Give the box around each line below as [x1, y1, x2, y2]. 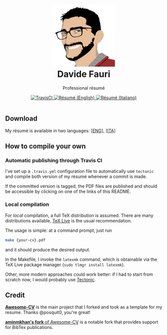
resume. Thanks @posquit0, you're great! [5, 310, 91, 316]
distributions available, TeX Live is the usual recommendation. [5, 217, 132, 223]
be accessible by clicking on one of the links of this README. [5, 188, 131, 194]
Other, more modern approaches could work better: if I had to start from [5, 271, 154, 277]
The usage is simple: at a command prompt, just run [5, 227, 112, 233]
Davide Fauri [57, 69, 111, 80]
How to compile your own [5, 142, 86, 151]
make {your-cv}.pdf [5, 237, 46, 243]
